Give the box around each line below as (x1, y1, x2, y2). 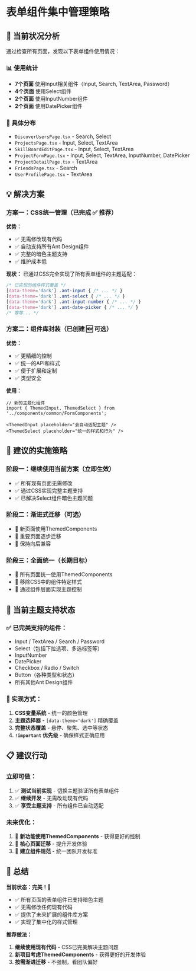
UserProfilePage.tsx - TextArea (14, 170, 93, 178)
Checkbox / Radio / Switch (14, 664, 80, 671)
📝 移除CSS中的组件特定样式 (14, 579, 83, 586)
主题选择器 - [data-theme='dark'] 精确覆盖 (14, 717, 119, 724)
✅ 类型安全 (14, 374, 42, 381)
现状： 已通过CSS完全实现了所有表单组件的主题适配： (6, 270, 138, 277)
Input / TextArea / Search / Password (14, 638, 105, 645)
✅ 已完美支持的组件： (6, 624, 67, 632)
